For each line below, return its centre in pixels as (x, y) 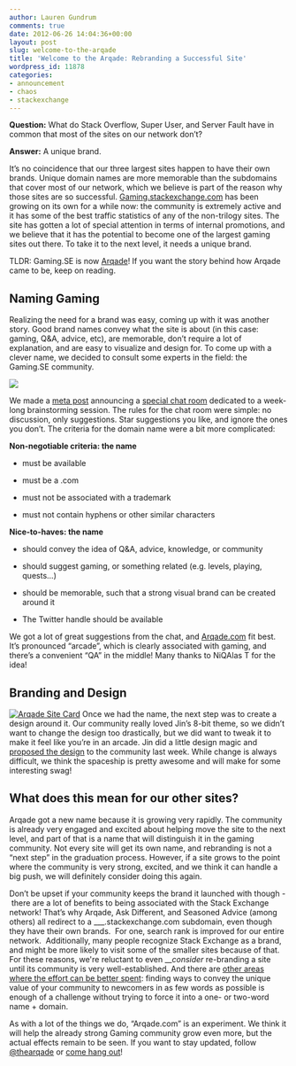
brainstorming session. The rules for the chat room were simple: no (149, 410)
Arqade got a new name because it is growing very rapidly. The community (146, 820)
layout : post (33, 42)
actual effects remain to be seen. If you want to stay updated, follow (133, 1042)
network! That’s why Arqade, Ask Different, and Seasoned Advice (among (144, 912)
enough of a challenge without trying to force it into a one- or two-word (139, 997)
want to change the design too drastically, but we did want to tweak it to (140, 733)
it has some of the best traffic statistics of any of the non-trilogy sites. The (144, 216)
